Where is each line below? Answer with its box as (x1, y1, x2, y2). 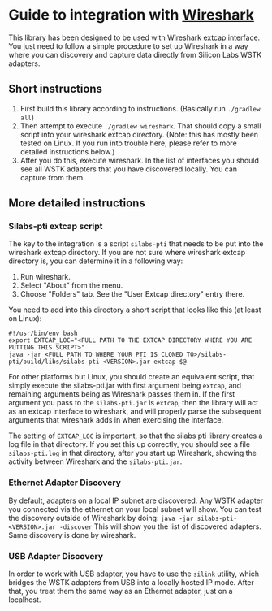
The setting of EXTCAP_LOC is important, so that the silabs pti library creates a (8, 431, 263, 440)
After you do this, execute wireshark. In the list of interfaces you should (19, 155, 260, 165)
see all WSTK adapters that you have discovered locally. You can (19, 164, 238, 174)
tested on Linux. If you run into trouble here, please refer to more (19, 138, 237, 148)
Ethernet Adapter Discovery (8, 477, 122, 488)
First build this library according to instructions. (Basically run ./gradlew (19, 103, 261, 113)
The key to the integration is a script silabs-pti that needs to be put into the (8, 239, 264, 249)
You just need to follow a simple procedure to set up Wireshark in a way (8, 41, 249, 50)
